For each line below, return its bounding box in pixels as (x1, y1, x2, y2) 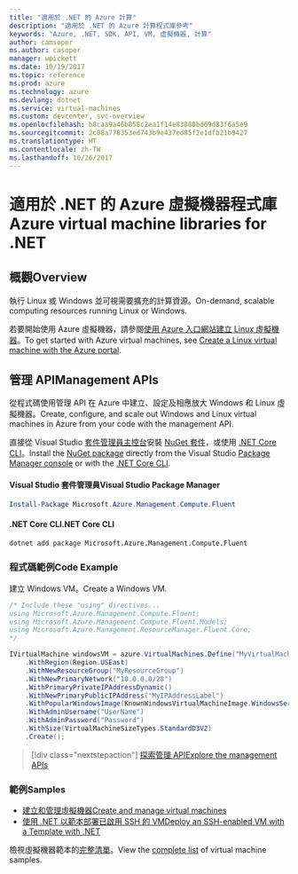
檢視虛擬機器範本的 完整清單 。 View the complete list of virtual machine (9, 845, 267, 855)
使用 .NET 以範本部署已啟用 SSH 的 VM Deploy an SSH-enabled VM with (21, 816, 286, 827)
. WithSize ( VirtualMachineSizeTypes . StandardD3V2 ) (25, 724, 213, 733)
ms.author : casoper (9, 46, 82, 55)
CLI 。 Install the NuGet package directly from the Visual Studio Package (9, 448, 271, 459)
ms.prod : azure (9, 79, 66, 88)
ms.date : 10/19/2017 (9, 63, 86, 72)
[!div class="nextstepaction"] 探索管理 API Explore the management (30, 749, 278, 760)
